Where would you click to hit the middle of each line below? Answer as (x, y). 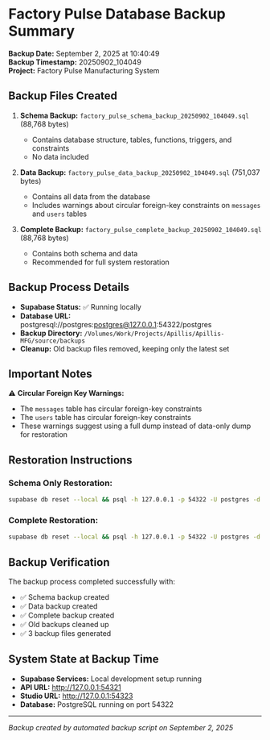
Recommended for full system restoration (101, 262)
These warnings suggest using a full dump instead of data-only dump (135, 426)
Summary (41, 31)
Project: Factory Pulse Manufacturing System (84, 70)
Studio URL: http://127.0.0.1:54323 (76, 696)
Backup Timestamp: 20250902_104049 (75, 62)
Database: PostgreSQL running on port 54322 (97, 704)
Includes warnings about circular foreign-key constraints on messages (146, 205)
